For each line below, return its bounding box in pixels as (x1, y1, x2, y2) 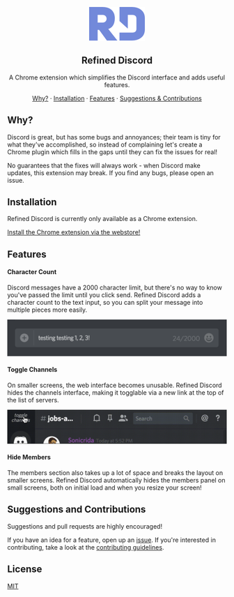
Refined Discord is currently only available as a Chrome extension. (7, 215, 198, 223)
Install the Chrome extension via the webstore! (7, 228, 141, 236)
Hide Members (7, 453, 51, 462)
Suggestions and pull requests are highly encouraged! (7, 522, 162, 530)
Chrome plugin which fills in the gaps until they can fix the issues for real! (7, 147, 218, 156)
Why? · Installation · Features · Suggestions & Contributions (32, 94, 202, 103)
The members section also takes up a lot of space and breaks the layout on (7, 468, 224, 477)
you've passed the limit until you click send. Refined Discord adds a (7, 291, 201, 299)
